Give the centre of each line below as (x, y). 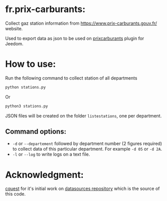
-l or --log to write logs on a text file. (51, 154)
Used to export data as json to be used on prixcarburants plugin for (75, 38)
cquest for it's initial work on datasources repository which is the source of (82, 189)
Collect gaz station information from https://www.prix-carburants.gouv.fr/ (81, 23)
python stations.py (26, 87)
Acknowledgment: (44, 175)
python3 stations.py (27, 106)
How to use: (31, 64)
